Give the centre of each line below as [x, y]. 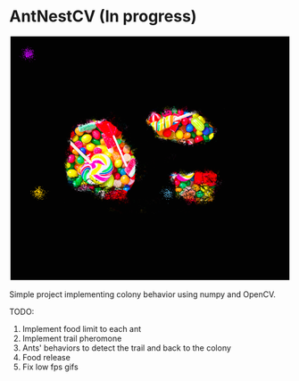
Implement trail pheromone [72, 339]
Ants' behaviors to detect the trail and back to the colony [127, 348]
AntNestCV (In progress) [103, 17]
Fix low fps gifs [50, 367]
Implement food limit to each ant [82, 329]
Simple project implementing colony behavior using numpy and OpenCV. [143, 294]
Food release [46, 358]
